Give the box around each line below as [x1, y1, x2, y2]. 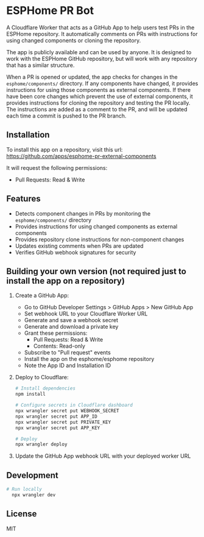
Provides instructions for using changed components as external [15, 223, 178, 230]
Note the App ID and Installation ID [24, 362, 111, 369]
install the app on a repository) [6, 275, 125, 286]
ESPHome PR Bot [6, 4, 94, 18]
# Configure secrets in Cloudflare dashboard [15, 402, 133, 409]
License [6, 509, 37, 519]
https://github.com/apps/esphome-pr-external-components [6, 152, 157, 160]
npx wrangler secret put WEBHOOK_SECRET [15, 408, 119, 414]
